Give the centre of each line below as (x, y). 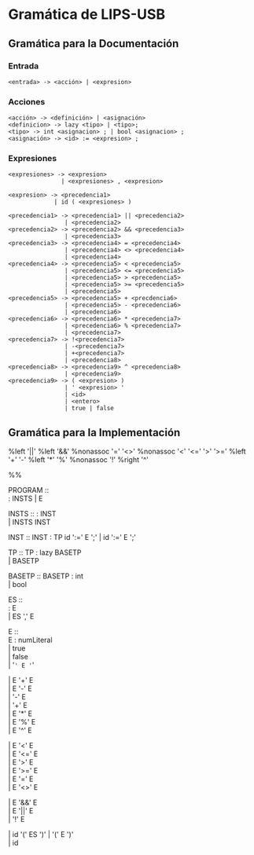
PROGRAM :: (29, 490)
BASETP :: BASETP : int (46, 576)
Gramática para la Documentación (94, 44)
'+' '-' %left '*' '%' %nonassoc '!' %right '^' (79, 460)
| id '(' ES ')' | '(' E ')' (41, 835)
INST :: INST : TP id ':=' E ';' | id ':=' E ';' (72, 538)
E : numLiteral (30, 640)
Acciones (27, 101)
